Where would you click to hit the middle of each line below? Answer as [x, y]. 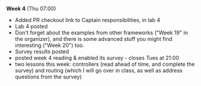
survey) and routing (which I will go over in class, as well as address [99, 70]
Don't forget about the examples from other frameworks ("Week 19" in [101, 33]
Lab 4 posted [31, 26]
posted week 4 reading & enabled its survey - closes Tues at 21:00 [97, 58]
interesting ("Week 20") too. [50, 45]
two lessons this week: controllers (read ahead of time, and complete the [105, 64]
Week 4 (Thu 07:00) [31, 9]
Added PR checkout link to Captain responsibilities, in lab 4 [87, 20]
